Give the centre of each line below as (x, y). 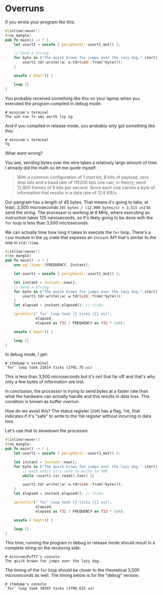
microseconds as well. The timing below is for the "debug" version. (72, 576)
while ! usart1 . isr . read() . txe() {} (59, 476)
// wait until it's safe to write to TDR (65, 471)
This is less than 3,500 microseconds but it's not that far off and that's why (80, 377)
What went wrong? (24, 153)
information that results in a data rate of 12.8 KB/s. (67, 192)
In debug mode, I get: (27, 354)
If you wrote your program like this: (40, 22)
